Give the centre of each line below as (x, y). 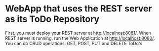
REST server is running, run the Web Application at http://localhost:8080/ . (80, 38)
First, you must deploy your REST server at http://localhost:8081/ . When (78, 33)
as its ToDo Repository (52, 19)
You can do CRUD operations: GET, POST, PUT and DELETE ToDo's (74, 43)
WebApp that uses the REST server (79, 9)
